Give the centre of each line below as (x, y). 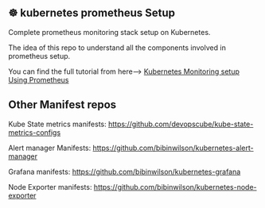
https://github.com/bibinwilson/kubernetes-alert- (173, 148)
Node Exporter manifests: (50, 187)
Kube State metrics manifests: (58, 124)
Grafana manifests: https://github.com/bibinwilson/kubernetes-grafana (125, 171)
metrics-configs (35, 132)
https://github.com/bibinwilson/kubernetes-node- (175, 187)
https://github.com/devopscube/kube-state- (181, 124)
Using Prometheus (39, 79)
